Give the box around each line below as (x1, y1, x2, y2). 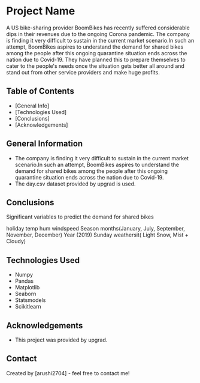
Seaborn (14, 290, 37, 298)
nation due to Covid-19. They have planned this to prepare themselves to (6, 56, 186, 63)
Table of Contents (6, 86, 75, 97)
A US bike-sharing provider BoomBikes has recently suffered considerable (6, 24, 190, 31)
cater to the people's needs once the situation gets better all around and (6, 62, 184, 70)
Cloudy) (6, 238, 26, 245)
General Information (6, 139, 83, 149)
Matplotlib (14, 284, 40, 291)
